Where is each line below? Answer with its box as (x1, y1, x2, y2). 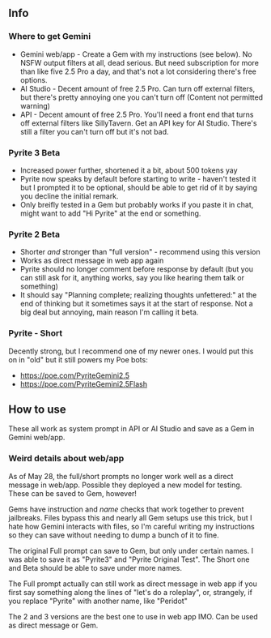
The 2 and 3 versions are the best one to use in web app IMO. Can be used (8, 611, 259, 621)
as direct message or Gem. (8, 620, 99, 630)
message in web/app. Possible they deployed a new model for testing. (8, 480, 243, 490)
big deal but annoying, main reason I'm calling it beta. (19, 307, 199, 317)
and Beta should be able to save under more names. (8, 563, 183, 572)
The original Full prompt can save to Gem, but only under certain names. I (8, 546, 253, 555)
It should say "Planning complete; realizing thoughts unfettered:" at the (19, 290, 257, 300)
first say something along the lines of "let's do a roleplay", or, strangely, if (8, 587, 253, 597)
